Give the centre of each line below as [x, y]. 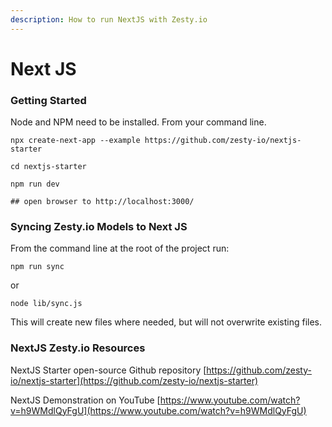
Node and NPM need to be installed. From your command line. [138, 122]
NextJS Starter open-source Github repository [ [108, 370]
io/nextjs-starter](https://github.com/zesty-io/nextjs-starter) [134, 380]
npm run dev [35, 184]
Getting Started [48, 100]
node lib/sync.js [46, 304]
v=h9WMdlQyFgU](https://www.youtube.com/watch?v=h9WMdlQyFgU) [158, 410]
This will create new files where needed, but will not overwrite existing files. [166, 322]
